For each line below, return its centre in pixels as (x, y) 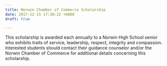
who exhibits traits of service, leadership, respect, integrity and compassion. (84, 43)
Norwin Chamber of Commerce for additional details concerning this (76, 53)
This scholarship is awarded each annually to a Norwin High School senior (82, 37)
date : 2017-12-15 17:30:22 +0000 (40, 14)
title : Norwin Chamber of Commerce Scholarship (56, 10)
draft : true (17, 19)
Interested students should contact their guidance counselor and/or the (79, 48)
